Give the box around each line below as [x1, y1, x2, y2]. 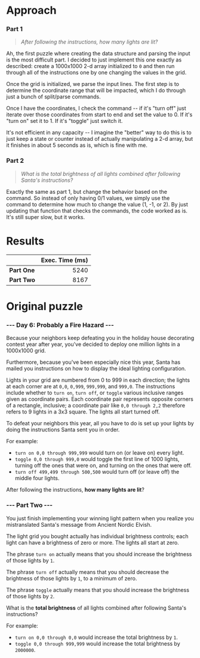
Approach [6, 4, 57, 17]
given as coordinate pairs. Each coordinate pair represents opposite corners [6, 396, 194, 403]
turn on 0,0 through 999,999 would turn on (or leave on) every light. [14, 449, 184, 456]
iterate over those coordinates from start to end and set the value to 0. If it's [6, 111, 193, 118]
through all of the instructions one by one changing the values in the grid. [6, 69, 187, 76]
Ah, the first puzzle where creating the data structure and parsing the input [6, 50, 190, 57]
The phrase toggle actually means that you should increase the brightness [6, 586, 190, 594]
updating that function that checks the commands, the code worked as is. [6, 207, 188, 214]
